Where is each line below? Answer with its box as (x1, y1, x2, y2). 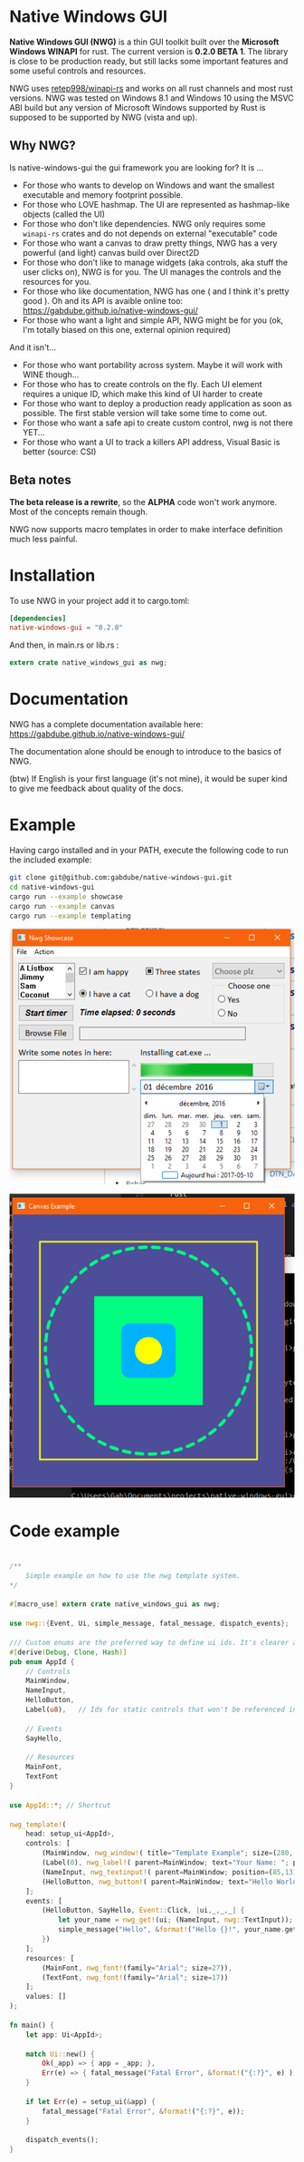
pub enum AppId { (9, 1657, 75, 1666)
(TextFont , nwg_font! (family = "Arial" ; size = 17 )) (42, 1972, 229, 1982)
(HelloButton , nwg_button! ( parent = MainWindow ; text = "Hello (42, 1877, 273, 1886)
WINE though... (22, 369, 80, 380)
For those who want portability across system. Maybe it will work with (22, 359, 283, 370)
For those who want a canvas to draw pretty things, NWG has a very (22, 238, 278, 248)
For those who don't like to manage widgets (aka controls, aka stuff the (22, 257, 289, 268)
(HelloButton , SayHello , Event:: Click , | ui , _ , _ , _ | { (42, 1906, 245, 1915)
